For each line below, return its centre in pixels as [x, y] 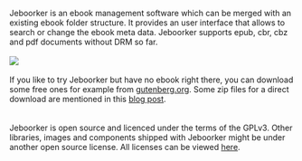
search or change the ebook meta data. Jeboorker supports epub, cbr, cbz [149, 32]
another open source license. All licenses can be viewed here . [125, 147]
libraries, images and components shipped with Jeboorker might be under [147, 137]
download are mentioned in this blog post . [88, 99]
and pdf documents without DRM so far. [84, 42]
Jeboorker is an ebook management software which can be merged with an [151, 13]
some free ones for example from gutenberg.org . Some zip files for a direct [149, 89]
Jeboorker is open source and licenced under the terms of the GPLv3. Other [151, 128]
